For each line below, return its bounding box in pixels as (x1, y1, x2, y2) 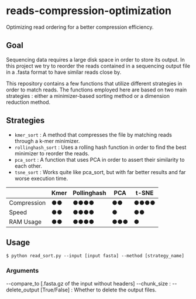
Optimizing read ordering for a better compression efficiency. (6, 23, 154, 30)
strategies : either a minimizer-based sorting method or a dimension (6, 92, 170, 99)
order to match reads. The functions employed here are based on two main (6, 86, 187, 93)
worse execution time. (14, 175, 68, 182)
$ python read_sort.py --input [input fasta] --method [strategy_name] (6, 253, 184, 259)
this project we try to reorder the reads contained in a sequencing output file (6, 62, 190, 69)
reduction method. (6, 98, 51, 106)
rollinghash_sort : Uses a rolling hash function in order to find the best (14, 144, 187, 151)
